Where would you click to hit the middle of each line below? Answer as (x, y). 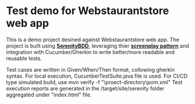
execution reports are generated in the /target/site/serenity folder (85, 88)
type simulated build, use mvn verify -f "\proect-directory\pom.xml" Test (94, 82)
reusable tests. (24, 58)
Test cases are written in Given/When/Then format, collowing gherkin (90, 69)
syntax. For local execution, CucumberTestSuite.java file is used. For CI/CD (97, 76)
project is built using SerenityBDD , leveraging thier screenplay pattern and (98, 46)
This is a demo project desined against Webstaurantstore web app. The (93, 39)
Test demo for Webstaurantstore (87, 11)
